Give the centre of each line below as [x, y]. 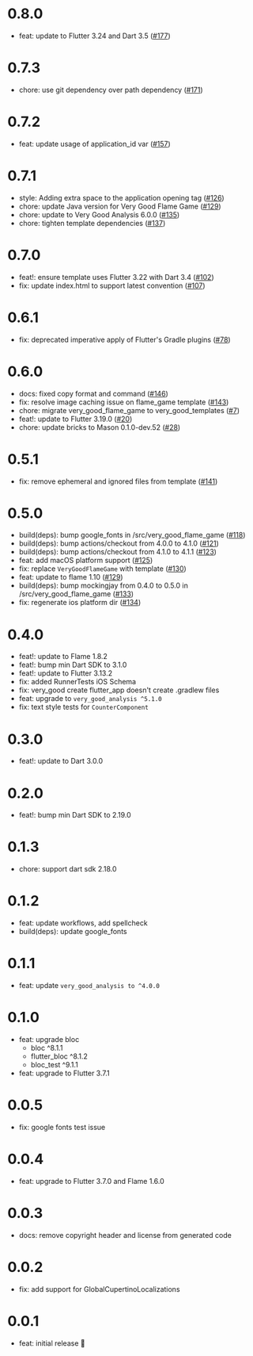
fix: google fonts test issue [62, 1127]
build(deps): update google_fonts [73, 932]
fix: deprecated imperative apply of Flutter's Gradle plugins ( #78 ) [125, 339]
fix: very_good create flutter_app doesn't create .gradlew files [119, 690]
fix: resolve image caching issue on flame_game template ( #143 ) [124, 402]
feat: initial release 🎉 [52, 1343]
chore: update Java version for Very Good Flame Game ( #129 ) [120, 206]
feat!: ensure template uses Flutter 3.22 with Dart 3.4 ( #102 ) [116, 277]
